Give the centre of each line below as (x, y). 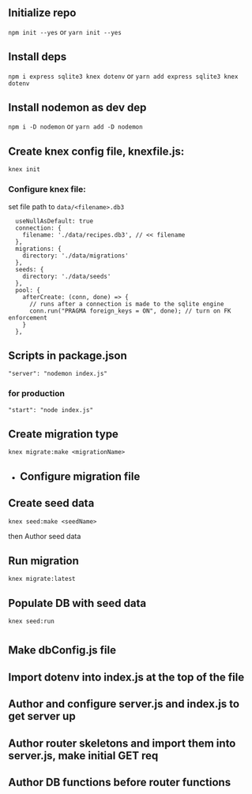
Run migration (43, 561)
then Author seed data (45, 536)
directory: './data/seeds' (67, 276)
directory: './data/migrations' (75, 256)
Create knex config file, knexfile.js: (96, 151)
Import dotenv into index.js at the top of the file (126, 677)
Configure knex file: (47, 189)
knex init (24, 170)
